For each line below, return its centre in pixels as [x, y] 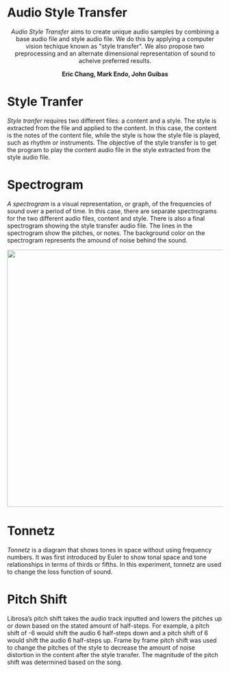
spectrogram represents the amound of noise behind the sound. [98, 240]
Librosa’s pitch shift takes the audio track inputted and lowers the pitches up [115, 618]
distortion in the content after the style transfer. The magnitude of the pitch [113, 654]
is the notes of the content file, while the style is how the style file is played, [114, 135]
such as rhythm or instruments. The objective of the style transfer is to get [112, 143]
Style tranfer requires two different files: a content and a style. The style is [112, 121]
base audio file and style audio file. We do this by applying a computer [115, 38]
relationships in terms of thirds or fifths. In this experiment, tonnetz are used [114, 564]
